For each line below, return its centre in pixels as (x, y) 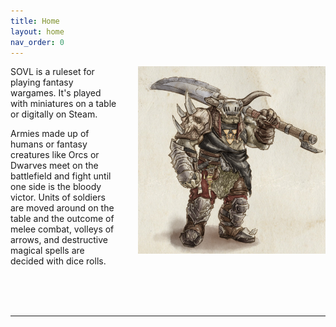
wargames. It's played (56, 93)
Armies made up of (50, 134)
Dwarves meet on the (54, 166)
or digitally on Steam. (54, 114)
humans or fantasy (49, 144)
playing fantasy (42, 82)
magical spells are (47, 251)
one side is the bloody (56, 187)
